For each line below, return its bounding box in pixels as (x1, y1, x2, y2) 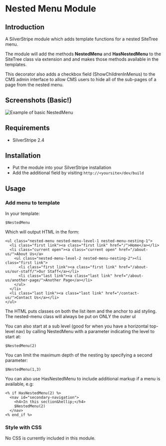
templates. (5, 62, 27, 67)
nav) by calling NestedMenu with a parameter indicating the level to (15, 329, 155, 334)
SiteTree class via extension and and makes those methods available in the (5, 56, 159, 62)
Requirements (5, 124, 50, 132)
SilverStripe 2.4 (12, 137, 45, 143)
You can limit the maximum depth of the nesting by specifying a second (5, 352, 153, 358)
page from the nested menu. (5, 82, 64, 88)
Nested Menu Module (5, 3, 96, 14)
